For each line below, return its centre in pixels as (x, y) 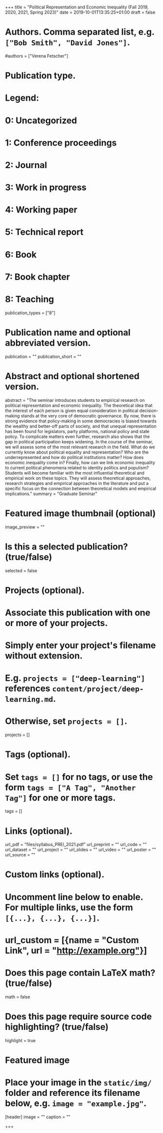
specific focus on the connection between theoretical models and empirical (81, 488)
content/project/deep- (98, 689)
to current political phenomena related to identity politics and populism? (77, 468)
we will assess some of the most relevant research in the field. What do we (80, 447)
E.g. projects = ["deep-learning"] (75, 678)
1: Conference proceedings (61, 142)
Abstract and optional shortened (72, 376)
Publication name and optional (68, 332)
